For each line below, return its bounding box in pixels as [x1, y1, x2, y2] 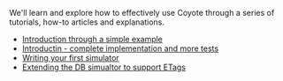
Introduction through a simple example [21, 34, 164, 44]
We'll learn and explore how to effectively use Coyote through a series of [9, 8, 275, 18]
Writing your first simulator [21, 53, 119, 63]
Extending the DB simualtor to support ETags [21, 62, 186, 72]
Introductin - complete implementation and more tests [21, 43, 219, 54]
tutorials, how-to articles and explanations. [9, 17, 165, 27]
